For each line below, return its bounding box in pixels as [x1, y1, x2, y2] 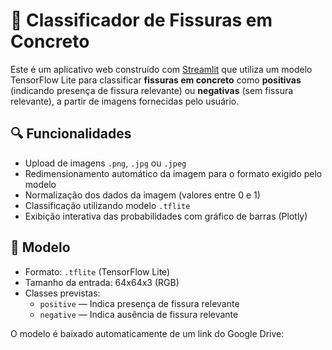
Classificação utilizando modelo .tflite [24, 199, 191, 211]
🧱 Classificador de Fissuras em [10, 9, 273, 32]
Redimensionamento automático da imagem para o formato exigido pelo [24, 167, 323, 179]
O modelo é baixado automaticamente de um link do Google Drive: [10, 327, 285, 339]
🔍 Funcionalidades [10, 125, 132, 143]
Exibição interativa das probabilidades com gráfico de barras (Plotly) [24, 210, 308, 222]
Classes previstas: [24, 287, 101, 299]
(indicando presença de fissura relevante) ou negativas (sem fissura [10, 84, 294, 96]
